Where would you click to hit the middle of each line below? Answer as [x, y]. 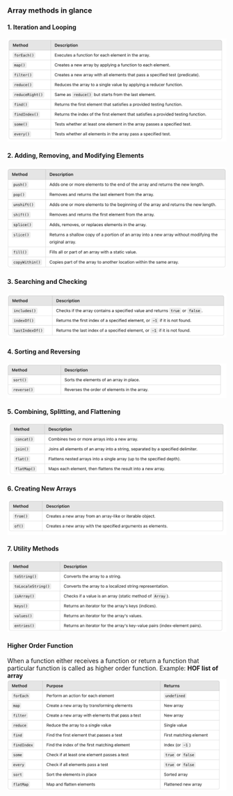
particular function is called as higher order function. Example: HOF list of [113, 668]
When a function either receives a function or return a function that [103, 661]
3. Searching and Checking [47, 281]
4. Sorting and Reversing [44, 352]
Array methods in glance [50, 10]
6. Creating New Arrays [42, 488]
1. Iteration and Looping [42, 27]
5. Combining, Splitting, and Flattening [64, 411]
